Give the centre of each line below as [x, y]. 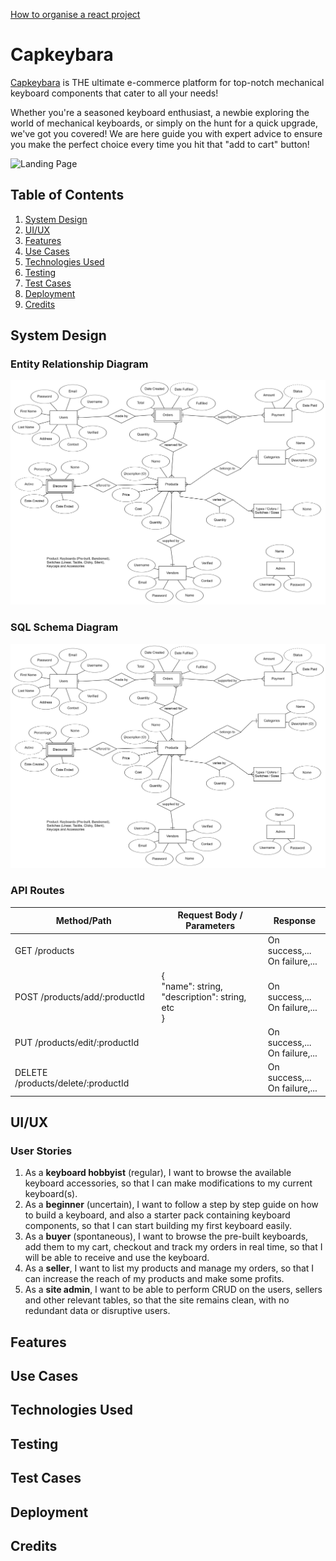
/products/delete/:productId [72, 1083]
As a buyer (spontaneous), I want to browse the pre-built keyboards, [166, 1236]
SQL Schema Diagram [64, 627]
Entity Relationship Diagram [79, 364]
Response [295, 920]
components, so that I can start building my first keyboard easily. [158, 1226]
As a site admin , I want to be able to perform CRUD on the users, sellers [173, 1290]
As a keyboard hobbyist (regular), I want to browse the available [158, 1173]
